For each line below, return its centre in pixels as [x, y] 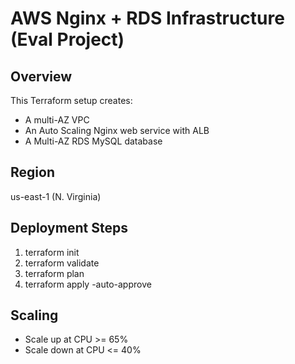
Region [32, 172]
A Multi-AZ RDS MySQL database [93, 141]
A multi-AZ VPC [57, 120]
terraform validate [62, 263]
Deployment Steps [69, 228]
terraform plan [54, 273]
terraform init [52, 252]
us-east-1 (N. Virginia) [56, 196]
